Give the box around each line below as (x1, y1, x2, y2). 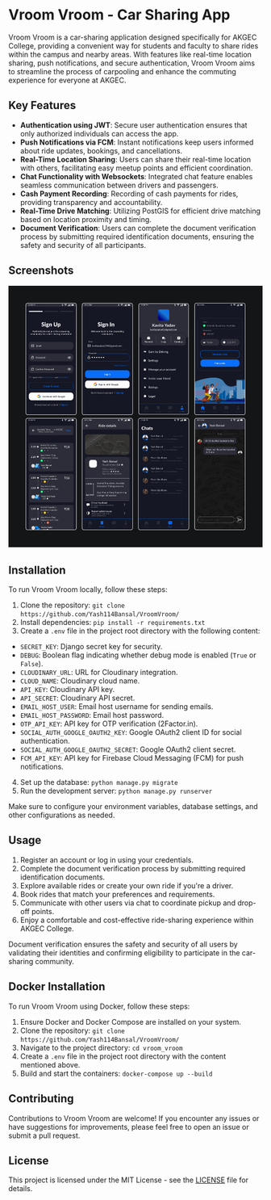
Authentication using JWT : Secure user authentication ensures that (19, 120, 248, 130)
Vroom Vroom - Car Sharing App (8, 6, 231, 24)
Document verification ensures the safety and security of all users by (8, 939, 238, 949)
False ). (19, 659, 44, 669)
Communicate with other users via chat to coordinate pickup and (19, 898, 236, 908)
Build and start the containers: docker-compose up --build (19, 1068, 213, 1078)
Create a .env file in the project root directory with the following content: (19, 626, 261, 636)
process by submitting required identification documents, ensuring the (19, 232, 255, 241)
